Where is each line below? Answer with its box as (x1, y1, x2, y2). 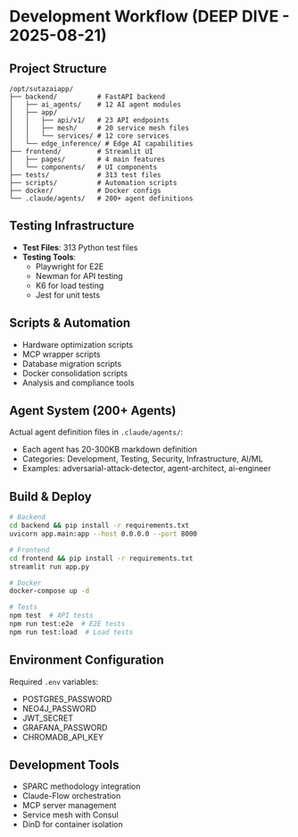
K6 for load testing (35, 280, 104, 291)
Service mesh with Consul (21, 809, 119, 820)
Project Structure (9, 61, 107, 76)
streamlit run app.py (9, 562, 90, 571)
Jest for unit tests (35, 289, 101, 300)
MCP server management (21, 800, 117, 811)
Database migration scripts (21, 358, 122, 368)
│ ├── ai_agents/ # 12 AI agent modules (9, 100, 181, 109)
